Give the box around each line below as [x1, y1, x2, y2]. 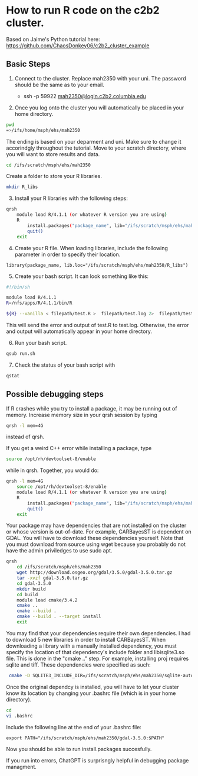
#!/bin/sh [6, 284, 31, 290]
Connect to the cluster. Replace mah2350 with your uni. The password [14, 75, 186, 82]
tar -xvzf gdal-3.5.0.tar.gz [16, 575, 88, 581]
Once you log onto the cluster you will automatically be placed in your [14, 104, 184, 111]
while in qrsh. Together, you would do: [6, 467, 99, 474]
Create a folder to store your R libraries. [6, 173, 102, 180]
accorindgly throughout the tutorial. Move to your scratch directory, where [6, 144, 187, 151]
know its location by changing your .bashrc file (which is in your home [6, 690, 176, 697]
